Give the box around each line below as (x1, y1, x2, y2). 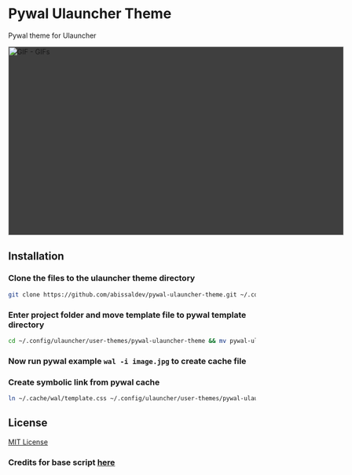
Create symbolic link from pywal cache (8, 377, 160, 388)
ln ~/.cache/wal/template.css (8, 395, 108, 403)
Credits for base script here (8, 457, 115, 468)
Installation (8, 249, 64, 263)
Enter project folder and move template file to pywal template (8, 309, 247, 320)
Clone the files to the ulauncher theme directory (8, 273, 196, 284)
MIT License (8, 437, 49, 447)
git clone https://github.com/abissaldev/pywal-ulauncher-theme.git (8, 290, 237, 299)
